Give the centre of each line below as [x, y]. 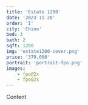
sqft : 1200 [20, 46]
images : [16, 68]
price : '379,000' [28, 57]
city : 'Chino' [24, 29]
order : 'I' [20, 23]
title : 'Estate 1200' [34, 12]
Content [16, 97]
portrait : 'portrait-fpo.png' [45, 63]
